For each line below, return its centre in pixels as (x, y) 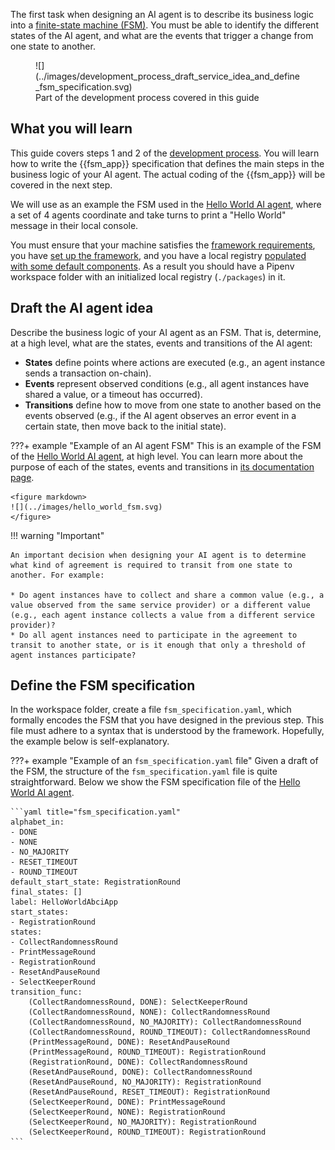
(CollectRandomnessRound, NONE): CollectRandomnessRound (149, 1012)
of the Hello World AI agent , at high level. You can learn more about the (157, 456)
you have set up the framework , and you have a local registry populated (158, 255)
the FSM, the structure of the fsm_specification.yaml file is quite (144, 771)
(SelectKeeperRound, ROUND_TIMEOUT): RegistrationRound (147, 1132)
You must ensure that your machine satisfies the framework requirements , (163, 245)
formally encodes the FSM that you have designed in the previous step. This (167, 720)
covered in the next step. (61, 185)
